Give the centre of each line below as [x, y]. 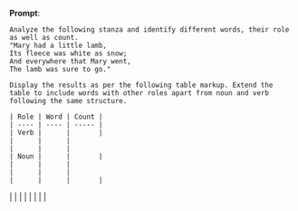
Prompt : [25, 13]
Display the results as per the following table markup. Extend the [141, 85]
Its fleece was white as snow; [68, 53]
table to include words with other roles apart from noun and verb [139, 93]
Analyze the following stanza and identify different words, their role [149, 30]
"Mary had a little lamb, [58, 45]
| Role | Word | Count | [56, 117]
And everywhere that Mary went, [70, 62]
